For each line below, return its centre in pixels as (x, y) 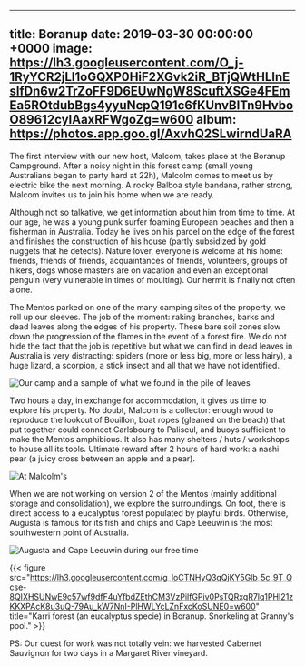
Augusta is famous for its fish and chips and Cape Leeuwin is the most (141, 522)
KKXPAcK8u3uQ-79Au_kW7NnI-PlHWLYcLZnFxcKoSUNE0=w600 (133, 606)
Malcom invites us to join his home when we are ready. (112, 194)
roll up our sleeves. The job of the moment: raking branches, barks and (142, 317)
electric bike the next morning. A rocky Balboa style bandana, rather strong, (151, 185)
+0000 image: (51, 49)
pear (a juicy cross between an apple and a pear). (102, 458)
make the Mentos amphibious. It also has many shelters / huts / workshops (149, 439)
